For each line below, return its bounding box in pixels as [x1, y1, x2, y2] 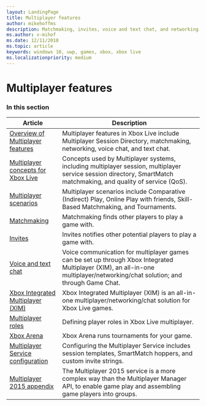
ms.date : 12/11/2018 [6, 37, 59, 44]
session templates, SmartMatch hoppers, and [62, 349, 193, 358]
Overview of [9, 129, 45, 138]
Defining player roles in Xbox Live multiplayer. [62, 318, 194, 326]
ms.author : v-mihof [6, 32, 56, 38]
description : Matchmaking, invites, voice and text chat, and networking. [6, 26, 202, 33]
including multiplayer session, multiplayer [62, 162, 181, 170]
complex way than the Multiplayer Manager [62, 375, 187, 383]
